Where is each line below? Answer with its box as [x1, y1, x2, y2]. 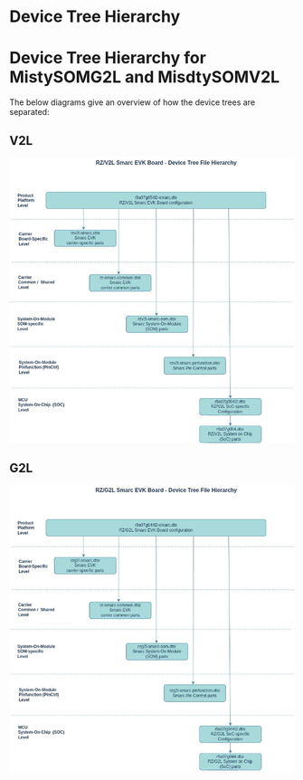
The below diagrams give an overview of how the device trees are [9, 97, 256, 108]
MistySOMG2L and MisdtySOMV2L [9, 67, 280, 88]
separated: [9, 107, 50, 118]
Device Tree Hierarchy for [9, 48, 206, 69]
